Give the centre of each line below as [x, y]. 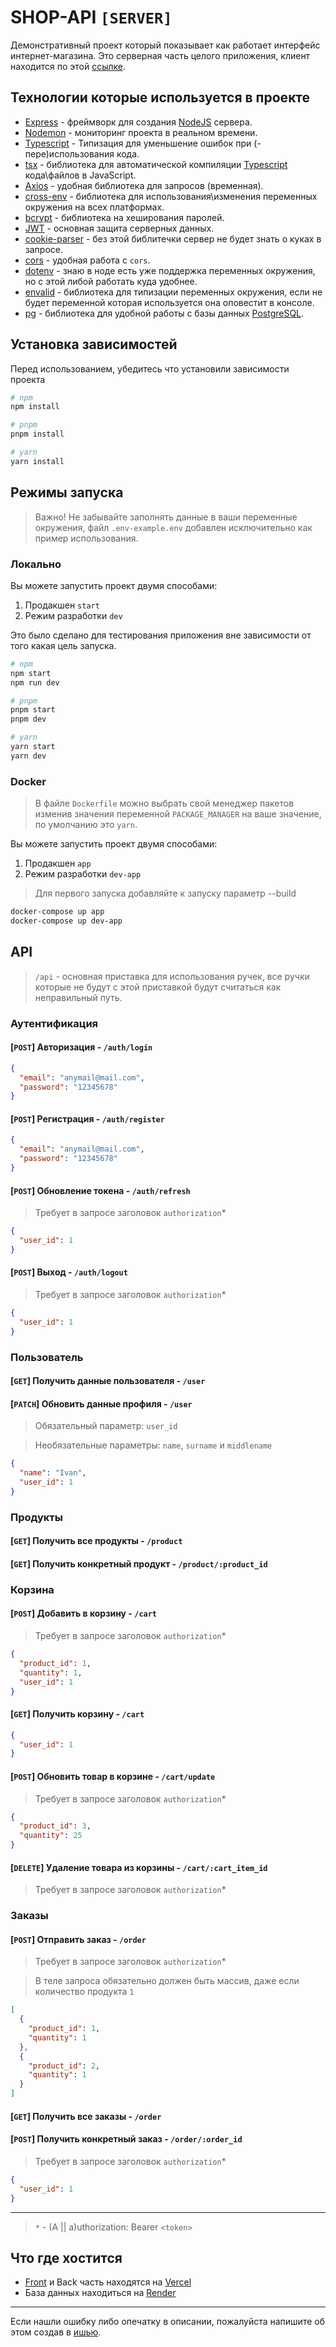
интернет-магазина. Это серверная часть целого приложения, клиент [160, 55]
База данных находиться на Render [100, 2293]
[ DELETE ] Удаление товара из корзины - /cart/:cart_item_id [139, 1867]
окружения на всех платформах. [94, 207]
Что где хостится [66, 2257]
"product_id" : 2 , [64, 2066]
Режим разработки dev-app [83, 874]
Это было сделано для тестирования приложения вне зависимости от [161, 635]
